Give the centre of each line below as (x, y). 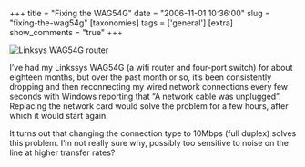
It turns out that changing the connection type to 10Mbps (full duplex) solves (153, 133)
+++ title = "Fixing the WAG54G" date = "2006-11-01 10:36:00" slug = (140, 13)
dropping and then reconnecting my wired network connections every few (149, 87)
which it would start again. (59, 116)
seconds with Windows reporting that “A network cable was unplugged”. (145, 96)
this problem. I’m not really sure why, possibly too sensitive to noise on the (149, 143)
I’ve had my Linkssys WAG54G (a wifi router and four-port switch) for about (151, 68)
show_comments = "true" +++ (66, 32)
